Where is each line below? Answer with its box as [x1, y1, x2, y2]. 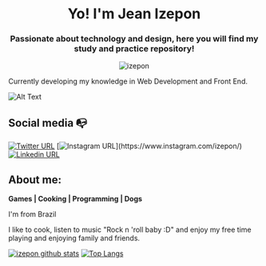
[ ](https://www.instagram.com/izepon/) [56, 141, 242, 151]
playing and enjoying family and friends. [8, 233, 141, 243]
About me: [8, 173, 62, 186]
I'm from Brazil [8, 209, 57, 219]
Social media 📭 [8, 116, 88, 130]
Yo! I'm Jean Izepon [67, 5, 201, 23]
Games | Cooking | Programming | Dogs [8, 194, 142, 204]
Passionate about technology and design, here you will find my [10, 33, 259, 45]
